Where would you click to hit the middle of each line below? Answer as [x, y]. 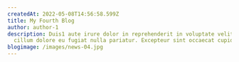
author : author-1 [33, 27]
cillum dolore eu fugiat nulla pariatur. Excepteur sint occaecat [114, 41]
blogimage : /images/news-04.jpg [55, 47]
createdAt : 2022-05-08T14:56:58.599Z [63, 14]
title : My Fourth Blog [41, 21]
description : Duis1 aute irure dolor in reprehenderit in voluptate [111, 34]
